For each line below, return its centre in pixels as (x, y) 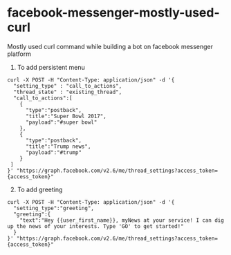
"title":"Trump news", (58, 147)
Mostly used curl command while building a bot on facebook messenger (110, 46)
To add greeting (40, 189)
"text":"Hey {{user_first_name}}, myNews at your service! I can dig (122, 220)
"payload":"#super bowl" (61, 122)
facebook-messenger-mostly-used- (113, 13)
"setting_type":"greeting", (54, 208)
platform (19, 54)
